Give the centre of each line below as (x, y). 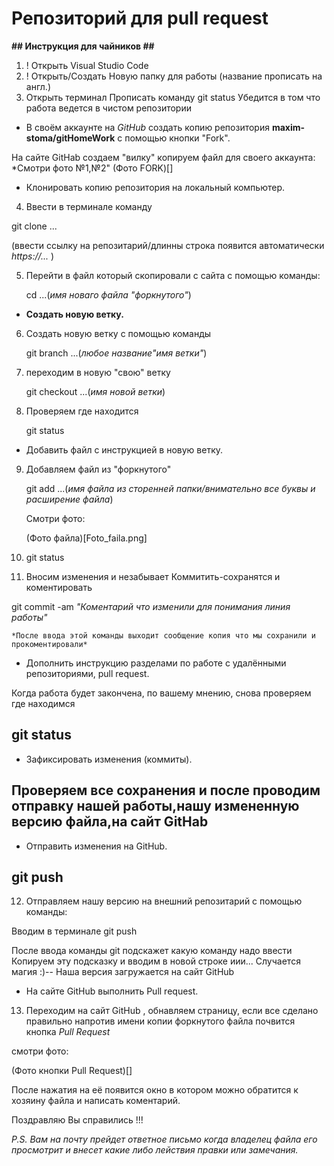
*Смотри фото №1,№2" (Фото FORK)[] (92, 168)
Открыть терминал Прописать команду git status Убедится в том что (173, 97)
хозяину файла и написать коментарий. (96, 1101)
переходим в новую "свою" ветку (98, 372)
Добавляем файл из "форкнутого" (98, 469)
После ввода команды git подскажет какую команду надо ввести (152, 951)
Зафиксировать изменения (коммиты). (109, 759)
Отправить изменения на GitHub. (96, 846)
